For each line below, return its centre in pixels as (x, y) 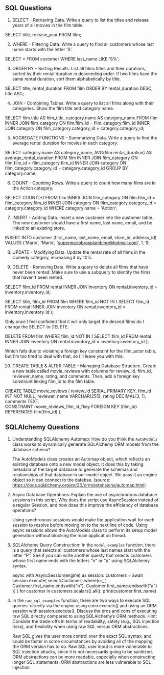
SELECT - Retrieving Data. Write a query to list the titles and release (81, 20)
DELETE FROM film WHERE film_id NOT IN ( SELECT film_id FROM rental (78, 336)
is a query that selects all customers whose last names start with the (81, 550)
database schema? (31, 449)
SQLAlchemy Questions (42, 427)
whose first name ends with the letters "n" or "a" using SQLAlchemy (81, 560)
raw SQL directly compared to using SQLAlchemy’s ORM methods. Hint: (84, 616)
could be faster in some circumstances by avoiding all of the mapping (82, 641)
